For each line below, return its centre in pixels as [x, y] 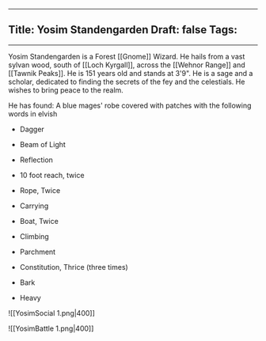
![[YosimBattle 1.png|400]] [51, 328]
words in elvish [33, 114]
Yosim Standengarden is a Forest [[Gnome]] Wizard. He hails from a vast [127, 56]
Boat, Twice [39, 221]
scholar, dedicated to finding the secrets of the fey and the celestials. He [127, 81]
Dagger [32, 129]
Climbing [34, 236]
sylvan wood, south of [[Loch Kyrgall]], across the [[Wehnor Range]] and [127, 65]
